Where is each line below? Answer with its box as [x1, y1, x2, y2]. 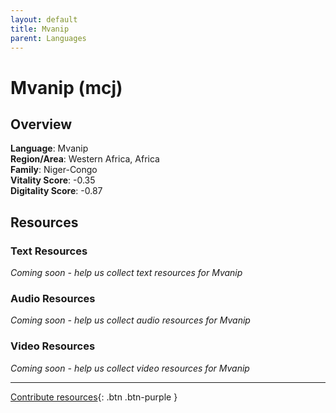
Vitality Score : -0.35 [10, 174, 96, 186]
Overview [10, 116, 73, 133]
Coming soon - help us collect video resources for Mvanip [10, 362, 250, 374]
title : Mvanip [10, 24, 70, 34]
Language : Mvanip [10, 142, 89, 155]
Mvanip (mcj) [10, 76, 123, 99]
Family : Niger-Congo [10, 164, 98, 176]
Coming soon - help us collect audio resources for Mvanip [10, 314, 251, 326]
